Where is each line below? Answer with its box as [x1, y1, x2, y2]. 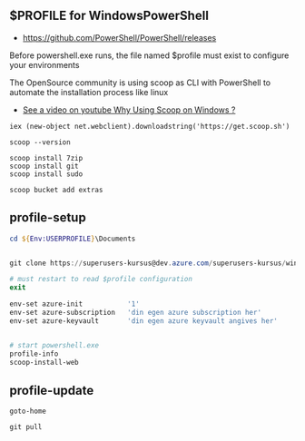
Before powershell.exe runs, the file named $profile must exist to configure [9, 50, 290, 61]
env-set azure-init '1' [9, 299, 141, 309]
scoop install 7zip [9, 153, 84, 162]
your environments [9, 59, 80, 70]
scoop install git [9, 162, 79, 171]
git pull [9, 423, 43, 432]
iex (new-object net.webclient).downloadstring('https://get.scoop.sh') [9, 122, 290, 131]
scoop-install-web [9, 358, 79, 367]
